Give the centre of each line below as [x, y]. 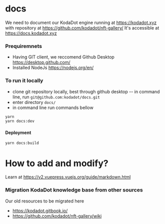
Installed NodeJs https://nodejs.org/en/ [53, 67]
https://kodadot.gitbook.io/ [40, 210]
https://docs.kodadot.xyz [31, 33]
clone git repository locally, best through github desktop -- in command [86, 91]
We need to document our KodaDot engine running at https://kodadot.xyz [81, 22]
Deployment [18, 132]
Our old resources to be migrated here [44, 201]
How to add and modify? [57, 163]
